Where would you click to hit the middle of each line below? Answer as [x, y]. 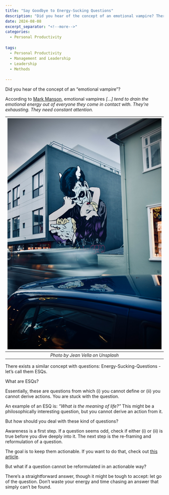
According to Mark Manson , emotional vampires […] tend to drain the [77, 99]
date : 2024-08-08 [23, 21]
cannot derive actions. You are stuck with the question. [62, 396]
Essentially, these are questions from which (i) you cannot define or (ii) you [83, 391]
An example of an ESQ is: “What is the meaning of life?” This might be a [80, 406]
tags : [11, 48]
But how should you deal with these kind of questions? [62, 421]
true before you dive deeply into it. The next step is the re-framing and [78, 436]
